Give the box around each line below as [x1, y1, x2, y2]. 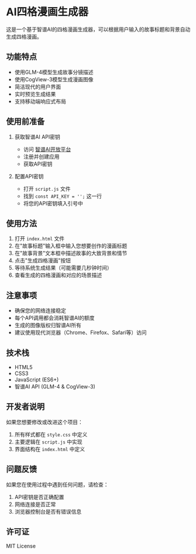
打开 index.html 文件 [14, 235, 65, 242]
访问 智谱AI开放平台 [23, 146, 71, 153]
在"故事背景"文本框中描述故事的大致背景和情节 [14, 250, 128, 257]
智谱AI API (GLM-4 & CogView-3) [14, 383, 95, 390]
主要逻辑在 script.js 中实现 [14, 438, 83, 445]
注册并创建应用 [23, 153, 60, 160]
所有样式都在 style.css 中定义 [14, 431, 88, 438]
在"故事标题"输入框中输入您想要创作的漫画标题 [14, 242, 128, 249]
